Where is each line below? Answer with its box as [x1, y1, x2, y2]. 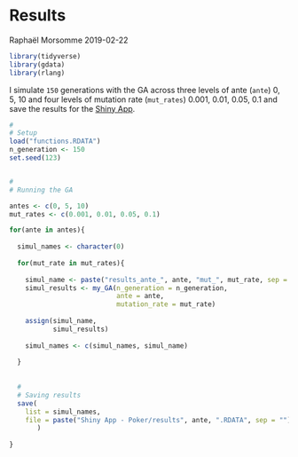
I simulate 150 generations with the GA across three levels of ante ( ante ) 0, [9, 84, 281, 95]
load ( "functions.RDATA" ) [9, 137, 101, 146]
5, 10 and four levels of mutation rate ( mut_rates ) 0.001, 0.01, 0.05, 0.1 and [9, 94, 278, 105]
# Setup [9, 129, 38, 138]
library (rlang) [9, 68, 66, 77]
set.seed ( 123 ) [9, 154, 62, 162]
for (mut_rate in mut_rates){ [17, 258, 125, 267]
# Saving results [17, 390, 82, 399]
